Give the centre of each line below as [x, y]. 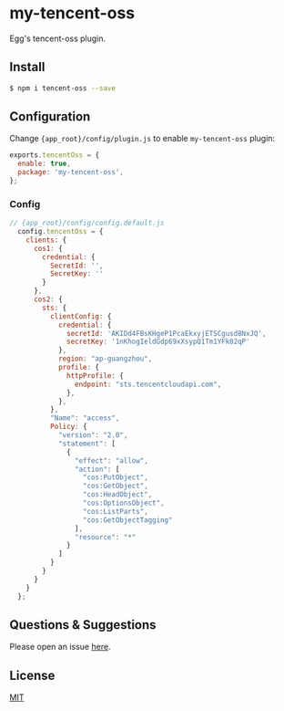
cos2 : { [48, 299]
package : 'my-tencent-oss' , [71, 173]
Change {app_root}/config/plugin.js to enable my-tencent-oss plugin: [142, 139]
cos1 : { [48, 248]
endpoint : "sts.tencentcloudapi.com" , [148, 384]
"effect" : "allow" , [111, 460]
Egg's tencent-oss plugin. [58, 38]
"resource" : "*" [105, 537]
